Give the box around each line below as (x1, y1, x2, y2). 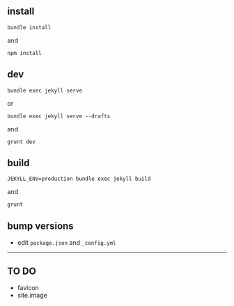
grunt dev (7, 138, 36, 145)
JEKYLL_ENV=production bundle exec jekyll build (7, 175, 151, 183)
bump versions (7, 220, 75, 232)
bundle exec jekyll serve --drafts (7, 113, 111, 120)
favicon (17, 284, 40, 292)
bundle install (7, 24, 52, 31)
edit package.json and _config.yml (17, 239, 116, 247)
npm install (7, 49, 42, 56)
